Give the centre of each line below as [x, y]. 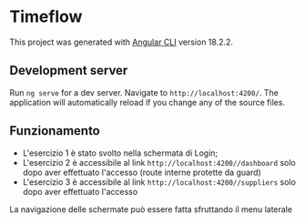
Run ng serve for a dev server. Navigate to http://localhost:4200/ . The [144, 92]
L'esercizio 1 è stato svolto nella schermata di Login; [120, 153]
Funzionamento [55, 131]
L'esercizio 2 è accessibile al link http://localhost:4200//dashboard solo [159, 162]
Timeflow [46, 17]
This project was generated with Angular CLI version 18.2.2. [122, 42]
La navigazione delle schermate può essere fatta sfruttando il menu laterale [151, 209]
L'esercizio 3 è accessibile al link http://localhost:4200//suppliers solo [159, 182]
